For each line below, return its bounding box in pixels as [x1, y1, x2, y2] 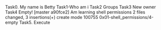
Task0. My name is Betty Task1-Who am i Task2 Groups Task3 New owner [5, 4, 157, 10]
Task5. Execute [19, 19, 50, 25]
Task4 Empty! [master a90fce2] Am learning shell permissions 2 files [5, 9, 146, 15]
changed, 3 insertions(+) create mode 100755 [5, 15, 98, 20]
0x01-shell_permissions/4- [99, 15, 154, 20]
